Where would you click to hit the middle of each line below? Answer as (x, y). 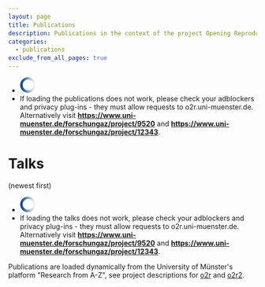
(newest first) (30, 186)
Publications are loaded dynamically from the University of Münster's (121, 267)
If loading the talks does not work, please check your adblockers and (132, 218)
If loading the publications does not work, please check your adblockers (137, 99)
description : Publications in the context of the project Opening (119, 33)
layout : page (30, 17)
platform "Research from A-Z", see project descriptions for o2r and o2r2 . (126, 274)
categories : (28, 42)
